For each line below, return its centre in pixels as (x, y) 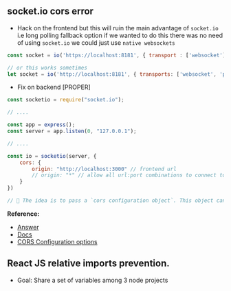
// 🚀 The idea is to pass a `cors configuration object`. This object (110, 201)
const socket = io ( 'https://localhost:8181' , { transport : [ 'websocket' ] (117, 55)
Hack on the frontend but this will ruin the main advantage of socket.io (118, 28)
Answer (28, 227)
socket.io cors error (51, 11)
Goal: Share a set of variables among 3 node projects (92, 280)
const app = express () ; (41, 125)
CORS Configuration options (57, 241)
